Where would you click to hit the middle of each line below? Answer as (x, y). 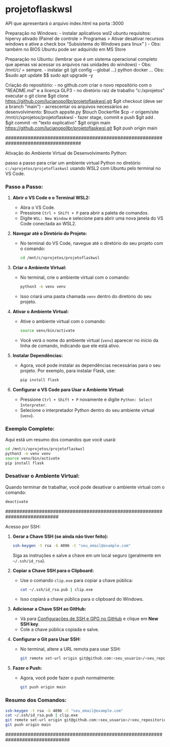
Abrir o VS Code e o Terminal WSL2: (51, 198)
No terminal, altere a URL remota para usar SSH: (71, 649)
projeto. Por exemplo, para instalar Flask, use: (68, 370)
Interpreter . (33, 405)
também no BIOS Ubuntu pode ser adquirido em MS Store (66, 49)
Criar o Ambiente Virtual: (39, 268)
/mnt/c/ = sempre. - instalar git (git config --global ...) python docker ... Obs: (85, 70)
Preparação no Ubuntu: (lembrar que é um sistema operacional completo (81, 59)
